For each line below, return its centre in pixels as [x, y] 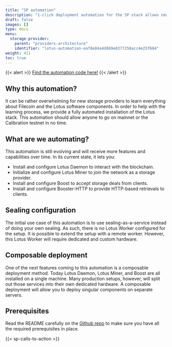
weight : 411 [18, 53]
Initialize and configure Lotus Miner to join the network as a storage [84, 172]
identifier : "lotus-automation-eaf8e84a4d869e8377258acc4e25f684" [87, 48]
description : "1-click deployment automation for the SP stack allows [82, 15]
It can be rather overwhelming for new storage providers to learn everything [85, 101]
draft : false [19, 20]
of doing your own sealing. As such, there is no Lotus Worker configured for [85, 228]
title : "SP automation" [31, 10]
